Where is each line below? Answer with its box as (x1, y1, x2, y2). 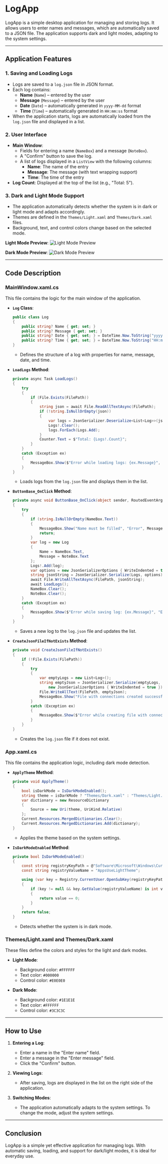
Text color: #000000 (19, 972, 59, 978)
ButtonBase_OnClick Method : (12, 488, 72, 494)
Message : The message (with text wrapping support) (27, 169, 137, 175)
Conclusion (5, 1129, 42, 1137)
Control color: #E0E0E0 (19, 978, 65, 984)
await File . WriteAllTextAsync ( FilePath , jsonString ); (30, 577, 145, 582)
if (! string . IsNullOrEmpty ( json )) (39, 409, 111, 414)
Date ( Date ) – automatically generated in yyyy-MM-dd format (19, 102, 141, 108)
